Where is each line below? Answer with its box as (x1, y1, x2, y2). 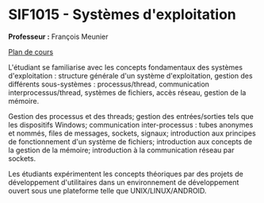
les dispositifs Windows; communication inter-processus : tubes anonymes (8, 120, 254, 129)
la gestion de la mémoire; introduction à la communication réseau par (8, 145, 235, 155)
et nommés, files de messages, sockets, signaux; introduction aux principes (8, 128, 256, 138)
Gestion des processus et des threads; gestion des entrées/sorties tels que (8, 111, 254, 121)
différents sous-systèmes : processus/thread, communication (8, 79, 210, 89)
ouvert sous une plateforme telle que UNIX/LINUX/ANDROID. (8, 186, 207, 195)
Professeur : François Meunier (8, 32, 109, 41)
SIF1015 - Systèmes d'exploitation (8, 6, 236, 24)
